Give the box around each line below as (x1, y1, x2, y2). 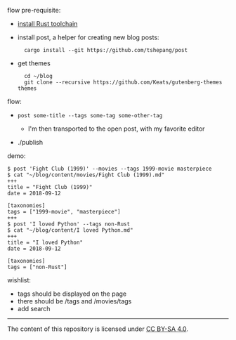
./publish (17, 138, 44, 146)
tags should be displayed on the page (17, 289, 127, 298)
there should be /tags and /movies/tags (17, 297, 132, 305)
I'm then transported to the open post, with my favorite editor (27, 124, 205, 133)
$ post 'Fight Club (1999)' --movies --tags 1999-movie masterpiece (7, 165, 212, 172)
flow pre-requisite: (7, 6, 61, 14)
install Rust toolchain (17, 20, 78, 27)
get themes (17, 59, 51, 67)
